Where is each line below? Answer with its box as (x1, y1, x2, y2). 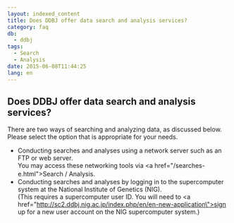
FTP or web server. (17, 154, 73, 162)
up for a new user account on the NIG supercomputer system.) (17, 207, 200, 216)
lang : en (7, 69, 33, 76)
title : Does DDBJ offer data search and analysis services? (7, 17, 188, 24)
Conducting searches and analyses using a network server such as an (17, 146, 222, 155)
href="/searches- (154, 162, 206, 170)
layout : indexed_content (7, 10, 80, 18)
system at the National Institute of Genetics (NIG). (17, 185, 162, 194)
